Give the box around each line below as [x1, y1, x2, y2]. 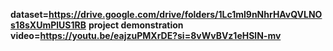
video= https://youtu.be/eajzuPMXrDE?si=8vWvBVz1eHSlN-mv [10, 30, 282, 41]
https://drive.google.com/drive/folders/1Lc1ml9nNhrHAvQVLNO [48, 9, 323, 20]
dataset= [10, 9, 50, 20]
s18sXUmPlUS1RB [10, 19, 87, 31]
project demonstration [88, 19, 184, 31]
